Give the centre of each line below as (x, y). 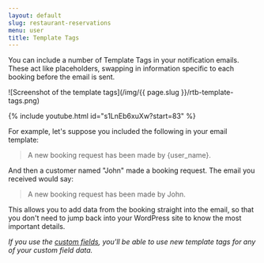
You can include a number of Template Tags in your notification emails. (124, 60)
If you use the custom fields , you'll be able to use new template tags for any (132, 242)
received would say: (41, 179)
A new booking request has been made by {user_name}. (119, 155)
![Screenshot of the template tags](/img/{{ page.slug (94, 93)
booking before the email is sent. (62, 77)
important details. (37, 227)
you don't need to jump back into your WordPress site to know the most (125, 218)
